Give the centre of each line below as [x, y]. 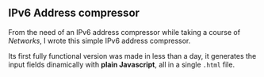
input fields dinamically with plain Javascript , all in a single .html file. [122, 64]
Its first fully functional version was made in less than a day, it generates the [132, 56]
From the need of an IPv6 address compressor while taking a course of [124, 32]
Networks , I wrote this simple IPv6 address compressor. [99, 40]
